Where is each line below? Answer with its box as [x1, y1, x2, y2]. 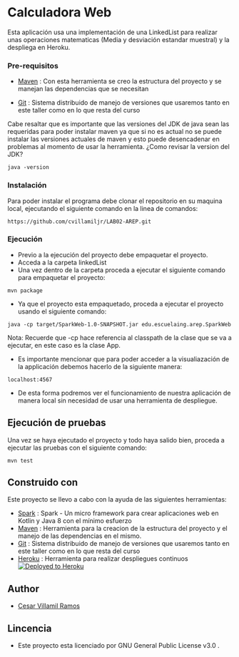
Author [7, 582, 39, 595]
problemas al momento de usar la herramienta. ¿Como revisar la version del [7, 143, 230, 151]
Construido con [7, 477, 78, 489]
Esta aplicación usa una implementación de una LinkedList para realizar [7, 28, 218, 36]
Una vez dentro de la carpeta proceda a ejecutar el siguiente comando [17, 265, 226, 274]
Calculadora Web [7, 4, 112, 21]
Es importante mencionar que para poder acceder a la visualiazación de [17, 354, 230, 363]
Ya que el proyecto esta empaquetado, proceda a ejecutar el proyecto [17, 299, 224, 308]
